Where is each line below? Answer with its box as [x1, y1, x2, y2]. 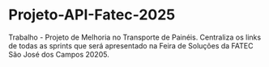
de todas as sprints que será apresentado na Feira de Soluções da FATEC [8, 40, 254, 50]
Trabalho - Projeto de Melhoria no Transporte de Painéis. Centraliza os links [8, 32, 262, 42]
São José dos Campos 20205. [8, 49, 109, 59]
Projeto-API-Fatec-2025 [8, 6, 176, 24]
